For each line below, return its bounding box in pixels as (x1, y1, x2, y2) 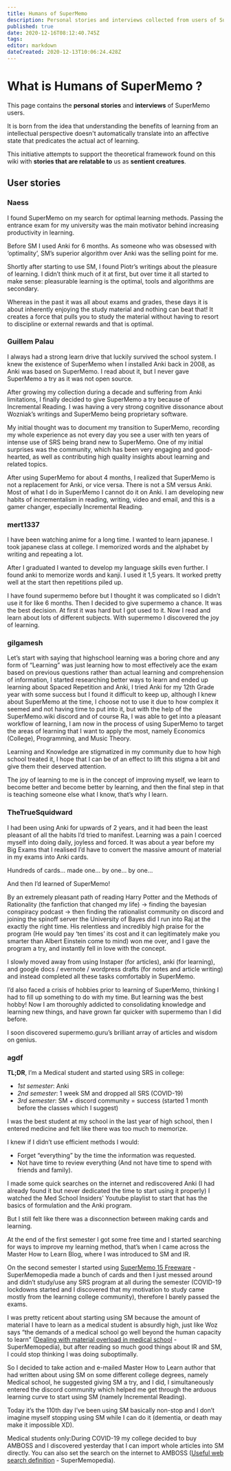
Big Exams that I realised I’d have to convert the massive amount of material (7, 845, 222, 853)
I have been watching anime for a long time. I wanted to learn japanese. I (7, 535, 213, 544)
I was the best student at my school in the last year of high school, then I (7, 1117, 213, 1125)
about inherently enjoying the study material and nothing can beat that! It (7, 305, 214, 313)
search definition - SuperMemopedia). (7, 1456, 115, 1464)
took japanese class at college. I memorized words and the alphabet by (7, 543, 209, 551)
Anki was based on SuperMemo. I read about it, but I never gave (7, 367, 189, 375)
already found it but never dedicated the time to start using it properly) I (7, 1186, 210, 1194)
